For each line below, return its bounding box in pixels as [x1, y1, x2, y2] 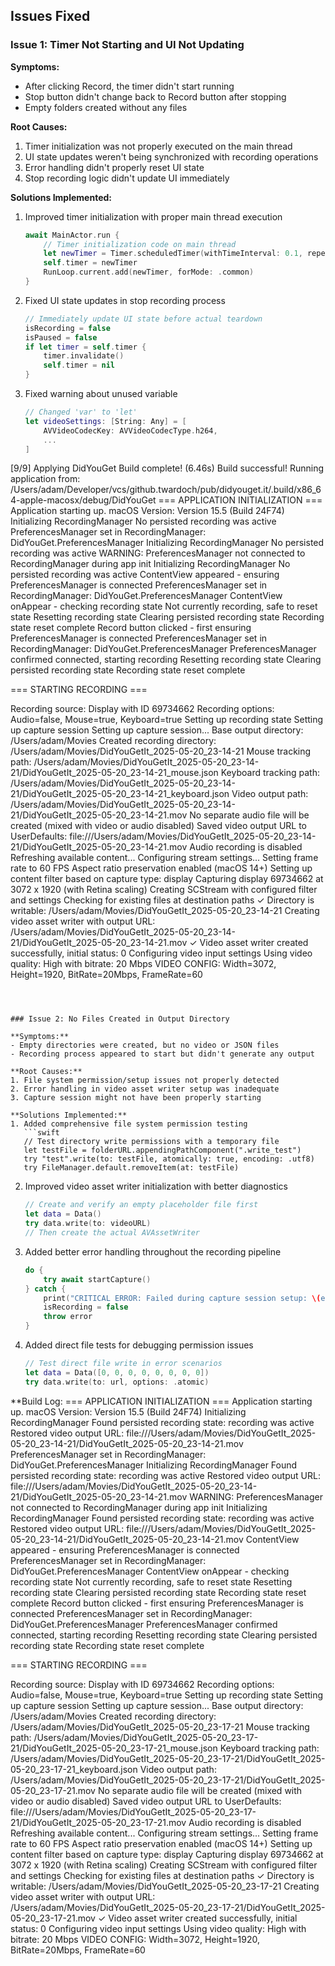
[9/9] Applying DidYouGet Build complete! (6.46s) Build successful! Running [10, 462, 324, 474]
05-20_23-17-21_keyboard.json [10, 1763, 138, 1775]
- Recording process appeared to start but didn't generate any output [10, 1049, 315, 1059]
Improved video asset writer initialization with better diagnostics [24, 1180, 288, 1193]
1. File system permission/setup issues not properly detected [10, 1075, 280, 1086]
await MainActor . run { [24, 230, 120, 240]
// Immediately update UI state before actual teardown [24, 314, 263, 324]
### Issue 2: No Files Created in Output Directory [10, 1014, 230, 1024]
